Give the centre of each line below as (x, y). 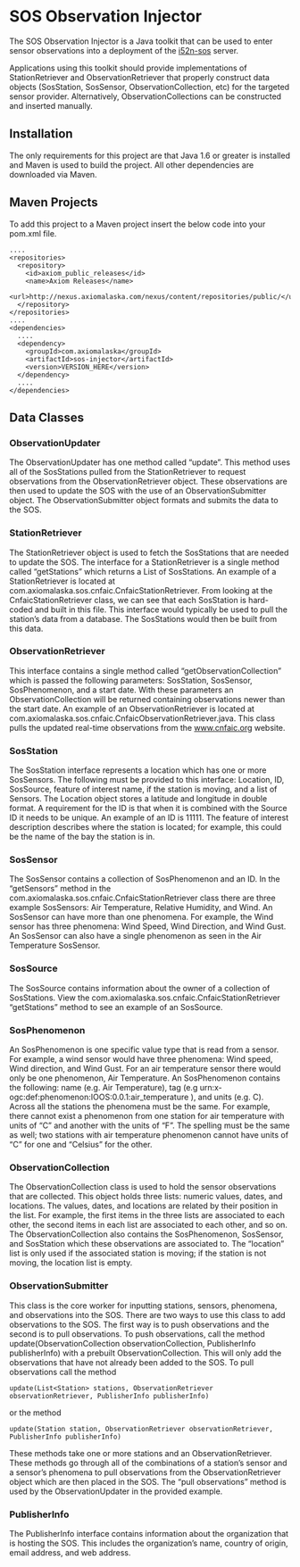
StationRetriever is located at (62, 581)
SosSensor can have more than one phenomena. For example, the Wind (142, 917)
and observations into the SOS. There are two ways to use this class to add (147, 1314)
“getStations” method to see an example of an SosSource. (116, 1007)
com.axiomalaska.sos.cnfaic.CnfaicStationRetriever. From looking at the (141, 590)
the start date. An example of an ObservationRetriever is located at (132, 709)
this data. (26, 628)
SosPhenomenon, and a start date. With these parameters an (121, 690)
